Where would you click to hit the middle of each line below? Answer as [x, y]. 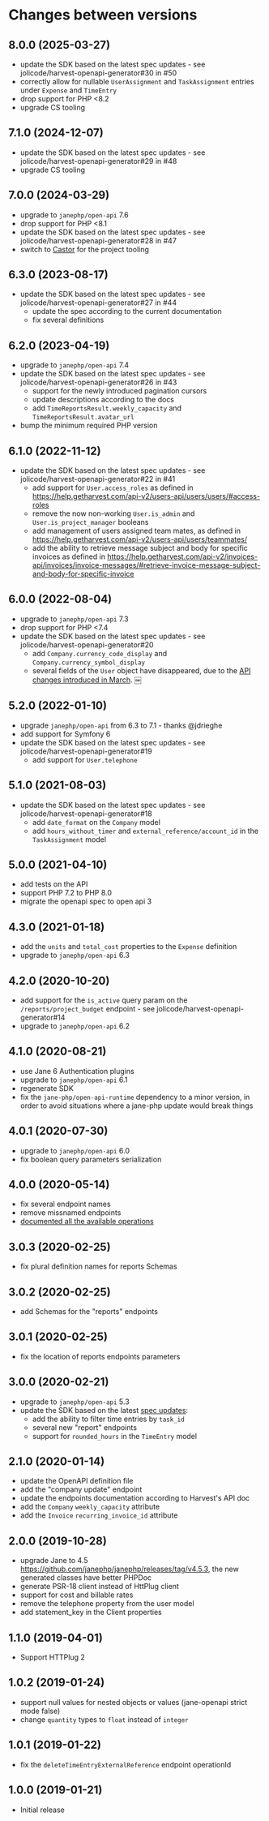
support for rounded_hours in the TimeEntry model [114, 1436]
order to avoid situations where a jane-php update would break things [137, 1106]
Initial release [42, 1810]
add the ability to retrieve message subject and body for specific [140, 548]
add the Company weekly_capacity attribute [90, 1507]
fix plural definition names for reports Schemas [98, 1266]
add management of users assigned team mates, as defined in [137, 531]
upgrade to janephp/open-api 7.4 [75, 365]
